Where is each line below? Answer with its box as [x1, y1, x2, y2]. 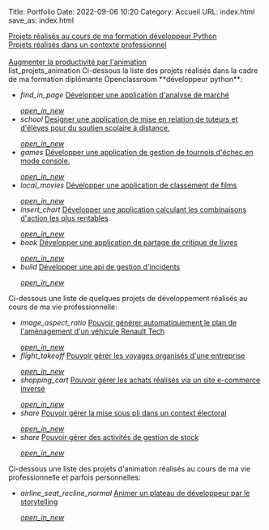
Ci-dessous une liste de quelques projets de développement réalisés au [8, 294, 248, 303]
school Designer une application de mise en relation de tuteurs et [19, 114, 238, 124]
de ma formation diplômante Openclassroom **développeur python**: [8, 75, 243, 84]
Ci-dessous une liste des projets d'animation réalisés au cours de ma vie [8, 464, 251, 473]
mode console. [19, 156, 70, 166]
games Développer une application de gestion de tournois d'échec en [19, 148, 254, 157]
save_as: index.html [8, 15, 75, 25]
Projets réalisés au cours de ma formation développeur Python [8, 32, 217, 41]
